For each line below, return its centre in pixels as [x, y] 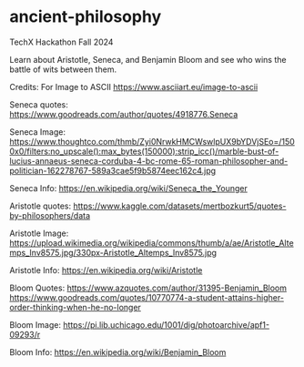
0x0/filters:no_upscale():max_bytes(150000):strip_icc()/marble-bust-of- [144, 151]
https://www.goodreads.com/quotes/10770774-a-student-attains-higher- [147, 297]
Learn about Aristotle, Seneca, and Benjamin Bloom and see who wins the [148, 59]
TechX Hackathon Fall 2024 [61, 42]
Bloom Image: [35, 324]
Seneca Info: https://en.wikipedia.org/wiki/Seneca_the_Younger [128, 188]
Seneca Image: [38, 132]
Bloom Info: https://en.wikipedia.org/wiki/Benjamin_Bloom [118, 352]
